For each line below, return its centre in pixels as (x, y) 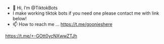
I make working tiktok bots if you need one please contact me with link (86, 13)
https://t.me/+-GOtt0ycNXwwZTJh (41, 36)
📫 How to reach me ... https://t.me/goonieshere (62, 24)
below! (19, 18)
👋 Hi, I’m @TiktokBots (35, 8)
